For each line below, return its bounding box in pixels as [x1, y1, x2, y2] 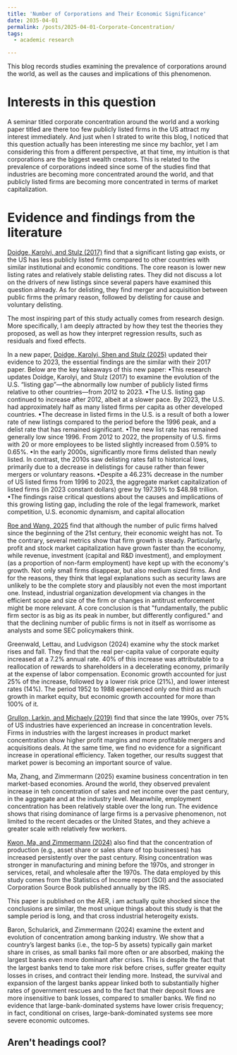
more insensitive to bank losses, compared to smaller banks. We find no [7, 994, 217, 1002]
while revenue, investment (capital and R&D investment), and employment [7, 551, 222, 559]
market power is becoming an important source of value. [7, 759, 172, 767]
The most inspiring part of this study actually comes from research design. [7, 315, 224, 322]
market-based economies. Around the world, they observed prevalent [7, 780, 210, 788]
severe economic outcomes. [7, 1016, 90, 1025]
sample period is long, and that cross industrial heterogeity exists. [7, 912, 199, 920]
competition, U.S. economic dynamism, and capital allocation [7, 508, 185, 516]
